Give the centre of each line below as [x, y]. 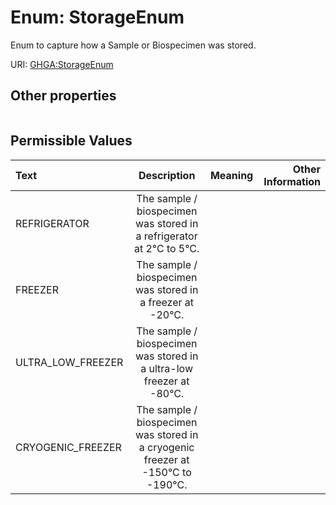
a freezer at [167, 302]
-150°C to [166, 472]
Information [292, 181]
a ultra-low [166, 368]
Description [167, 175]
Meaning [231, 175]
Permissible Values [71, 141]
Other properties [63, 96]
